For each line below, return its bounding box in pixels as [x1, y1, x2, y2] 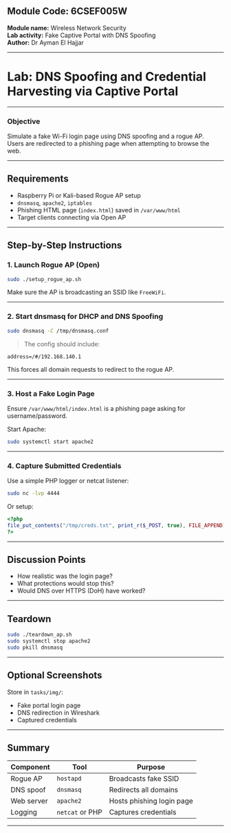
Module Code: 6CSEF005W [7, 5, 128, 17]
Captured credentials [16, 715, 77, 724]
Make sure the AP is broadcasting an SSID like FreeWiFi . [7, 288, 166, 296]
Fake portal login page [16, 701, 81, 709]
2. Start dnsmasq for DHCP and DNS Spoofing [7, 312, 164, 322]
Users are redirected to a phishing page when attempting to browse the [7, 140, 210, 148]
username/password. [7, 412, 67, 420]
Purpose [137, 762, 166, 772]
